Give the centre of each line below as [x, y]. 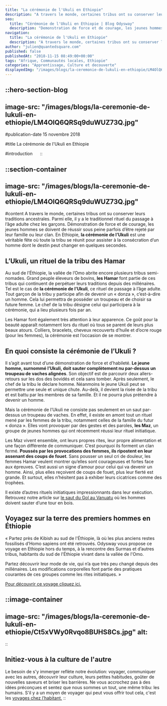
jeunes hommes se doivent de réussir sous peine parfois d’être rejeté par [80, 230]
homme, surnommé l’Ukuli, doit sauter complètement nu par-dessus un [81, 368]
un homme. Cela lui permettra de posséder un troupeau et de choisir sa [78, 299]
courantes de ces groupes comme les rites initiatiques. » [63, 574]
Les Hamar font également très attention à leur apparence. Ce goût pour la [82, 320]
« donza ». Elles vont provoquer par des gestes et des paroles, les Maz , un [82, 426]
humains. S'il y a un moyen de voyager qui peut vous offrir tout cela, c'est [81, 693]
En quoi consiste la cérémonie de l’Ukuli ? [71, 351]
